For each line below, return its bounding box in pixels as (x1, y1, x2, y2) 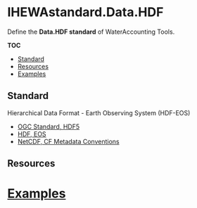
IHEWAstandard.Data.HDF (7, 4, 164, 20)
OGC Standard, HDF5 (17, 122, 80, 131)
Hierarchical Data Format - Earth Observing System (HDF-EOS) (7, 108, 191, 117)
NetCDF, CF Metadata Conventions (17, 137, 120, 145)
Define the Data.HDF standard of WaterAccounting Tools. (7, 27, 175, 36)
